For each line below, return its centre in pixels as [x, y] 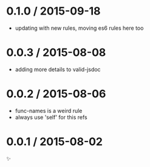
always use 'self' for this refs [51, 117]
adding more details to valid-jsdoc [58, 69]
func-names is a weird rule [49, 111]
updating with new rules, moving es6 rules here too [79, 28]
